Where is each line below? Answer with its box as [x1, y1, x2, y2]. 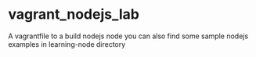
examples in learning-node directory [8, 39, 126, 48]
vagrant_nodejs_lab [8, 5, 139, 23]
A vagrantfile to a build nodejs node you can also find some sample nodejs [8, 31, 249, 41]
